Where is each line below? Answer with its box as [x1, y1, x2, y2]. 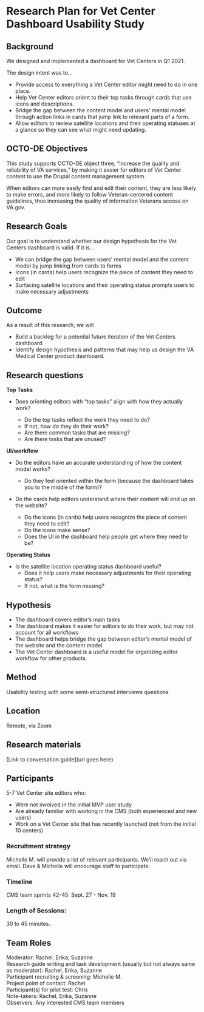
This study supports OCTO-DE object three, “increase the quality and [6, 160, 180, 167]
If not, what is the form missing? [24, 582, 105, 590]
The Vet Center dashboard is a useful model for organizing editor [15, 648, 178, 656]
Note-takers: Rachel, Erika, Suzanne [6, 993, 97, 1000]
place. [15, 87, 31, 95]
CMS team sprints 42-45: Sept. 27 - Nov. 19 [6, 891, 117, 899]
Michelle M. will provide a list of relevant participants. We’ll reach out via [6, 855, 187, 863]
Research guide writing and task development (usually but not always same [6, 960, 195, 968]
